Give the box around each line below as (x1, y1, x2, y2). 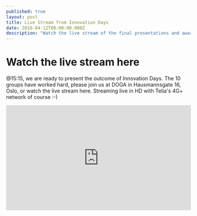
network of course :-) (6, 94, 58, 101)
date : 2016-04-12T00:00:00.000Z (6, 25, 85, 31)
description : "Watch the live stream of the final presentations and (6, 30, 180, 36)
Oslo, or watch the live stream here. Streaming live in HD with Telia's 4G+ (6, 87, 184, 94)
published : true (6, 8, 46, 15)
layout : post (6, 14, 38, 20)
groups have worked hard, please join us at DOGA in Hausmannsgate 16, (6, 81, 181, 88)
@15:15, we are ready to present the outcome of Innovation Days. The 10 (6, 75, 181, 82)
